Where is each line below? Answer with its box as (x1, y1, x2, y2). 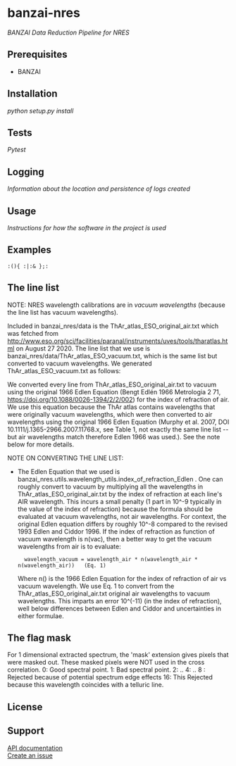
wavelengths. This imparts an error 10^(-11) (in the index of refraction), (17, 596, 222, 605)
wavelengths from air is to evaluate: (17, 542, 121, 551)
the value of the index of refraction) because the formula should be (17, 505, 213, 513)
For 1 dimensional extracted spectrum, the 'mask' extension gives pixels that (7, 651, 229, 659)
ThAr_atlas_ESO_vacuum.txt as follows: (7, 366, 121, 375)
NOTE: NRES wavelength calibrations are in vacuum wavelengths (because (7, 301, 225, 309)
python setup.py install (7, 106, 74, 115)
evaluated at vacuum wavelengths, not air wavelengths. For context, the (17, 512, 227, 520)
